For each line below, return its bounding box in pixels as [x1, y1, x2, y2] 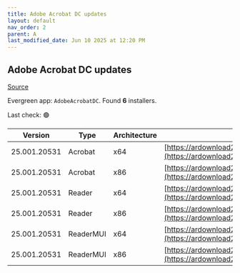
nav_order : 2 [7, 24, 46, 31]
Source [7, 82, 29, 91]
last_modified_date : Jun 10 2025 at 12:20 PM [7, 37, 145, 44]
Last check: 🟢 [7, 110, 50, 119]
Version [22, 130, 50, 140]
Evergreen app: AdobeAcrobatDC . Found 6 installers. [7, 96, 157, 104]
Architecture [113, 130, 157, 140]
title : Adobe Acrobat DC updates [7, 10, 107, 18]
